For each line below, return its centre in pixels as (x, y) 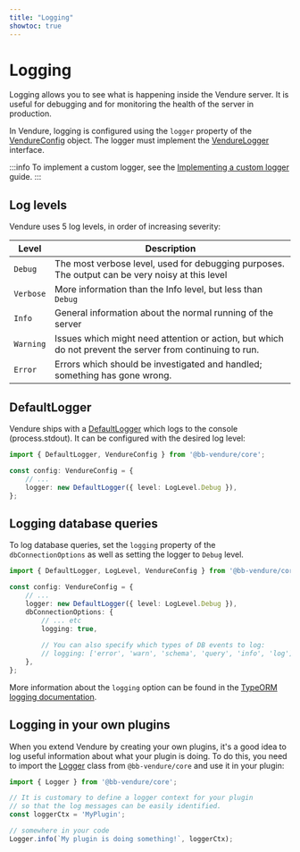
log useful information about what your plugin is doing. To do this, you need (148, 755)
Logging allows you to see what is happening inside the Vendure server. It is (149, 95)
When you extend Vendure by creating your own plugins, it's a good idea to (148, 747)
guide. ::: (25, 177)
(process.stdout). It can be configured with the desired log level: (127, 438)
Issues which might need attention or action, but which (169, 339)
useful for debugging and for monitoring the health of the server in (132, 105)
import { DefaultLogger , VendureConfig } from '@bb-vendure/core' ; (137, 455)
